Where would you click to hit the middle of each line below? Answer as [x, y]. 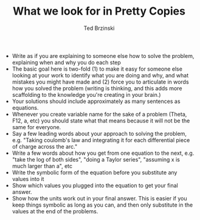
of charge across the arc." [45, 146]
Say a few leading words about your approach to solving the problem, [99, 133]
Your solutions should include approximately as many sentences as [96, 101]
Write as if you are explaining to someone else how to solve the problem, [103, 55]
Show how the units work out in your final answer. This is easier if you [99, 198]
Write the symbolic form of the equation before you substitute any [95, 172]
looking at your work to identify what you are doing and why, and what [100, 75]
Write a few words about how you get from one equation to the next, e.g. [103, 153]
